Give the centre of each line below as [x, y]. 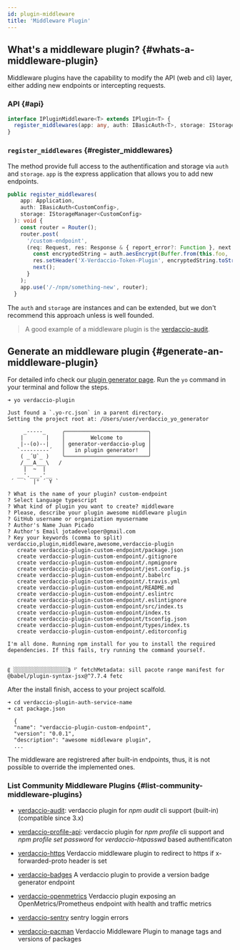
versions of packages [50, 939]
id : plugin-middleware [41, 14]
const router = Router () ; [59, 227]
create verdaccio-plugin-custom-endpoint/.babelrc [94, 576]
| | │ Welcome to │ [86, 438]
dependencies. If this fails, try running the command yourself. [106, 651]
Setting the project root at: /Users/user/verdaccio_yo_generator [108, 419]
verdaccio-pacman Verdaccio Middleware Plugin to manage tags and [120, 931]
